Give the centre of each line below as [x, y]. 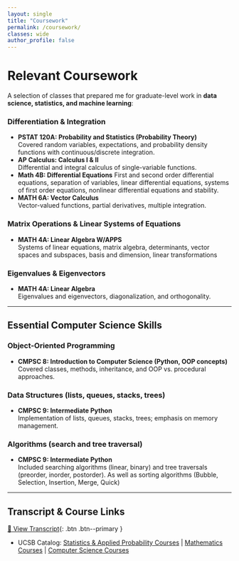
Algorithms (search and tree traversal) [75, 444]
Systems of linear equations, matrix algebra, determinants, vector [113, 247]
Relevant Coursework [73, 76]
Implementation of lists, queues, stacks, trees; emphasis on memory [118, 418]
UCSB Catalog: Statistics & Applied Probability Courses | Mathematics [120, 542]
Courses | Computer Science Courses [73, 550]
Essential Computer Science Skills [85, 325]
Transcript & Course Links [66, 511]
